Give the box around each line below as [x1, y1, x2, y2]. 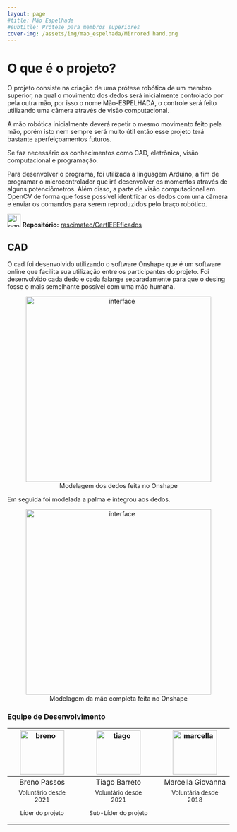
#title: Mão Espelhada [7, 17, 74, 24]
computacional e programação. [7, 156, 99, 165]
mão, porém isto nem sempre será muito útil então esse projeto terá [7, 128, 205, 136]
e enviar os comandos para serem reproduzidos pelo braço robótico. [7, 200, 207, 208]
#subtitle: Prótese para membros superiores [7, 23, 140, 30]
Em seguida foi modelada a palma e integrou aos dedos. [7, 495, 171, 504]
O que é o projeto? [7, 61, 116, 76]
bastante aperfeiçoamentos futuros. [7, 135, 112, 143]
